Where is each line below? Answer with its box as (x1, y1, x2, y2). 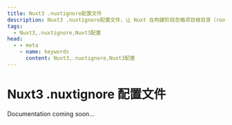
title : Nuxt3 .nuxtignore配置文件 (7, 10, 102, 17)
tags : (7, 23, 23, 30)
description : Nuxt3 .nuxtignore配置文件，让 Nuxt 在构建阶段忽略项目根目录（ (7, 16, 216, 23)
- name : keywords (19, 49, 70, 56)
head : (7, 36, 23, 43)
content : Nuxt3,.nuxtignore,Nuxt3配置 (25, 55, 135, 62)
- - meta (13, 42, 39, 49)
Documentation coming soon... (7, 109, 95, 117)
